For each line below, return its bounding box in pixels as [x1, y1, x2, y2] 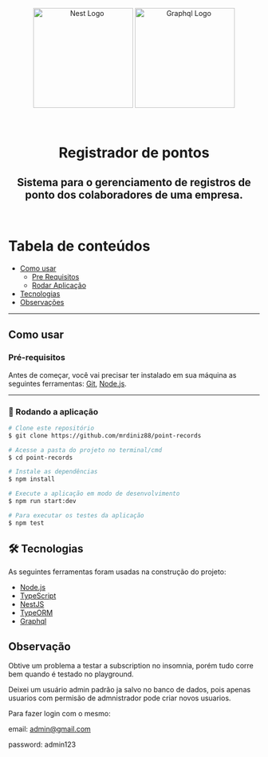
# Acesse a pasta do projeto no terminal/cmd [8, 446, 162, 454]
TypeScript [19, 591, 57, 600]
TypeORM [19, 608, 53, 618]
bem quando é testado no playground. [8, 669, 134, 679]
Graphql [19, 616, 47, 626]
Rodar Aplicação [31, 280, 86, 290]
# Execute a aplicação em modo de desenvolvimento [8, 489, 180, 498]
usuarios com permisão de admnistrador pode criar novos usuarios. [8, 693, 231, 703]
